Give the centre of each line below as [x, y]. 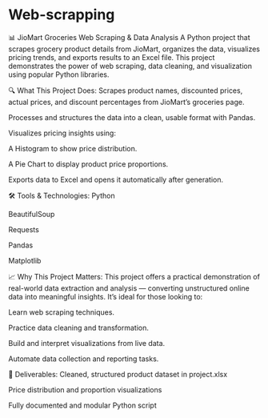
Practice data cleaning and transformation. [79, 328]
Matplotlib [25, 260]
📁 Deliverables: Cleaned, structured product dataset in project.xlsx [118, 374]
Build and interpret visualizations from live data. [87, 343]
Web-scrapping [62, 15]
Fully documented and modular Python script [83, 405]
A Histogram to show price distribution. [73, 148]
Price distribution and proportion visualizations [85, 389]
